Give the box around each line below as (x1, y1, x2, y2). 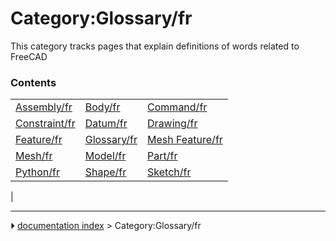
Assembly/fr (15, 100, 73, 114)
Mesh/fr (15, 149, 53, 163)
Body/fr (84, 100, 121, 114)
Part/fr (147, 149, 178, 163)
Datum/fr (84, 117, 128, 131)
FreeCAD (10, 50, 48, 62)
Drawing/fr (147, 117, 198, 131)
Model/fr (84, 149, 127, 163)
